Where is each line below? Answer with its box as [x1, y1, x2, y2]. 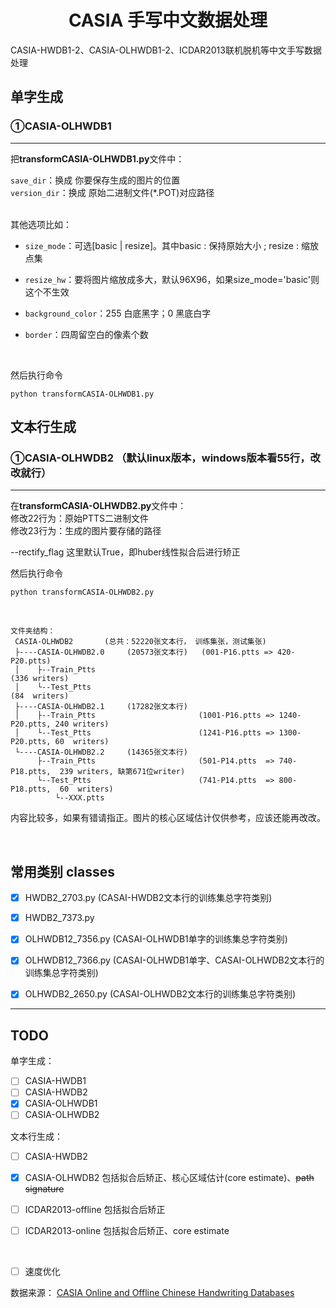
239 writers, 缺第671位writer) [59, 767, 186, 777]
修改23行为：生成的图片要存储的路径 [10, 525, 162, 537]
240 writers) [54, 719, 110, 730]
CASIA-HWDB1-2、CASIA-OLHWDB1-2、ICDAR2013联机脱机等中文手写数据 [10, 44, 322, 56]
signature [24, 1182, 65, 1195]
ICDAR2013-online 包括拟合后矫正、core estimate [24, 1224, 230, 1236]
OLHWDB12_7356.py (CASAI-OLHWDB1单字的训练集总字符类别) [24, 933, 288, 945]
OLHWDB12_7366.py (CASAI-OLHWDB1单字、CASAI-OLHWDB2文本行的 [24, 954, 325, 966]
